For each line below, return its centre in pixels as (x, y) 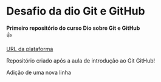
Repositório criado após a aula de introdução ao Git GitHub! (81, 60)
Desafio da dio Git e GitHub (76, 11)
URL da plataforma (30, 49)
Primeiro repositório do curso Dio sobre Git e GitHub (73, 28)
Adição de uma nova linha (39, 72)
